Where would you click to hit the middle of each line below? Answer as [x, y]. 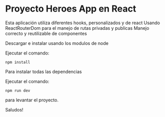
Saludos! [14, 109]
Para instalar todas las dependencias [44, 72]
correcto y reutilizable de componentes [46, 33]
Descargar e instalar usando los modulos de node [57, 43]
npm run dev [18, 91]
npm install [18, 62]
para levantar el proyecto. [32, 100]
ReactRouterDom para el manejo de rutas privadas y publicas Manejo [77, 28]
